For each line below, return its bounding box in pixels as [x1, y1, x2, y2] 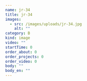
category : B [5, 31, 30, 36]
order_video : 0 [5, 59, 37, 64]
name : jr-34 [5, 7, 30, 13]
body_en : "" [5, 68, 30, 73]
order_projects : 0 [5, 54, 44, 59]
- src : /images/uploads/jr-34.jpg [10, 21, 82, 27]
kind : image [5, 36, 30, 41]
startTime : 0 [5, 45, 33, 50]
